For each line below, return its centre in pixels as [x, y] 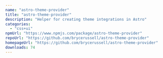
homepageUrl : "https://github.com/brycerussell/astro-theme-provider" [82, 43]
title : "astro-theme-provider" [38, 15]
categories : [18, 24]
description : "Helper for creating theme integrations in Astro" [76, 19]
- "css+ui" [21, 29]
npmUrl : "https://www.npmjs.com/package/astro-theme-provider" [74, 33]
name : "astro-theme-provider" [37, 10]
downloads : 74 [20, 47]
